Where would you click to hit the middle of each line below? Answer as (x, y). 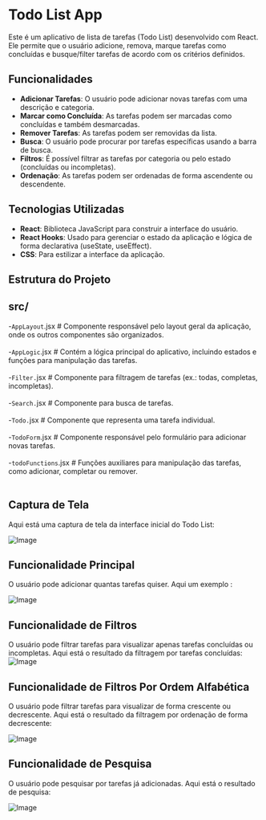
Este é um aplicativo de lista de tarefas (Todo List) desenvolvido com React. (133, 37)
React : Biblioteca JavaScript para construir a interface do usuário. (129, 228)
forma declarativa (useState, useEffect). (86, 246)
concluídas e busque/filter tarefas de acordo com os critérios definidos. (127, 54)
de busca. (36, 149)
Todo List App (55, 15)
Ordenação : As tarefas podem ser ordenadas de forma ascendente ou (136, 175)
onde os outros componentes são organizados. (86, 334)
